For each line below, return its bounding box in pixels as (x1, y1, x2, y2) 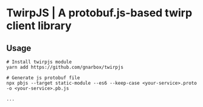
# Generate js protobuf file (6, 75, 80, 81)
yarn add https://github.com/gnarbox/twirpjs (6, 64, 123, 70)
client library (6, 19, 72, 33)
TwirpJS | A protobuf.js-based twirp (6, 6, 193, 20)
